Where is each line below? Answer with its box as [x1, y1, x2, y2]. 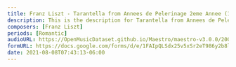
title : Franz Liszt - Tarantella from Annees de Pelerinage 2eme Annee [7, 10, 221, 17]
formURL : [7, 43, 33, 50]
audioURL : [7, 36, 37, 43]
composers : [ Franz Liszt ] [7, 23, 83, 30]
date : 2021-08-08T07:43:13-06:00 [7, 50, 105, 57]
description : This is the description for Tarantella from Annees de [7, 17, 216, 24]
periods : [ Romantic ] [7, 29, 68, 37]
